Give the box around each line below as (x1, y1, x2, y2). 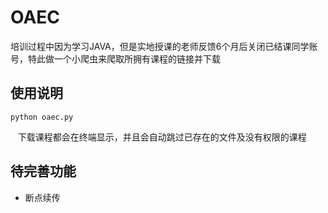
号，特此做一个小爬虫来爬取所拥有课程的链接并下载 (10, 52, 221, 65)
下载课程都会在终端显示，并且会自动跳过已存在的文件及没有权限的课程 (17, 131, 307, 143)
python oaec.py (10, 112, 74, 122)
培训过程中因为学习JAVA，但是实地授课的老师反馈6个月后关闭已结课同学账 (10, 40, 318, 52)
